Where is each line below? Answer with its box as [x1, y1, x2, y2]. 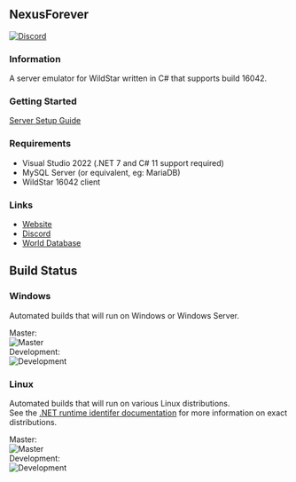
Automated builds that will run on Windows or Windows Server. [9, 310, 240, 320]
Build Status [9, 264, 78, 279]
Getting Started [9, 95, 77, 107]
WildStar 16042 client [21, 177, 101, 187]
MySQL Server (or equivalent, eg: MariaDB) [21, 167, 181, 178]
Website [21, 219, 53, 229]
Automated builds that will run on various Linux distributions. [9, 398, 230, 408]
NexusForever [9, 7, 90, 22]
